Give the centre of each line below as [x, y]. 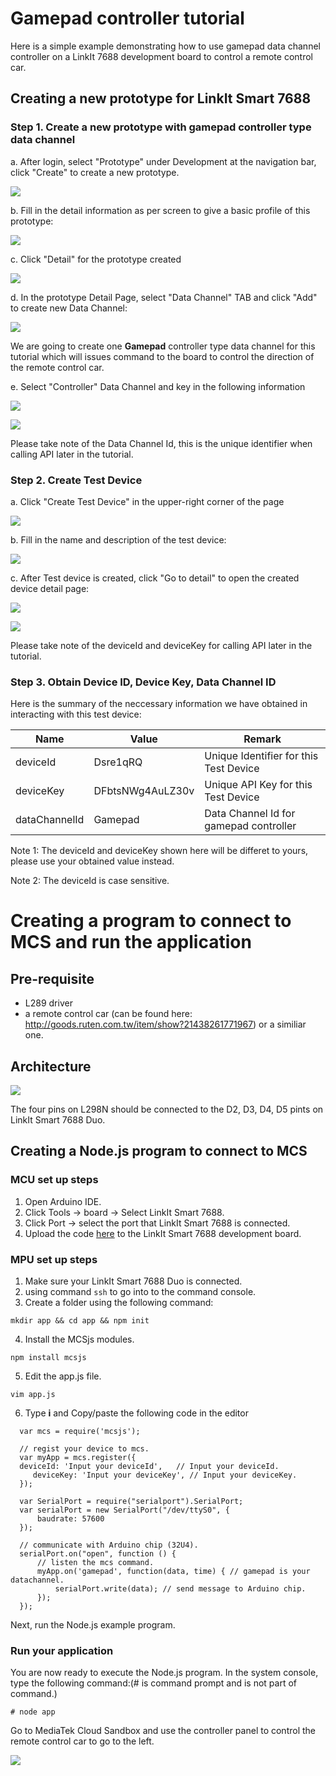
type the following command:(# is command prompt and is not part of [153, 1683]
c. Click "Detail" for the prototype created [96, 259]
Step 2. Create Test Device [76, 480]
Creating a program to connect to [151, 921]
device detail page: [50, 588]
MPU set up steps [54, 1259]
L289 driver [48, 1003]
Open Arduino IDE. [63, 1201]
